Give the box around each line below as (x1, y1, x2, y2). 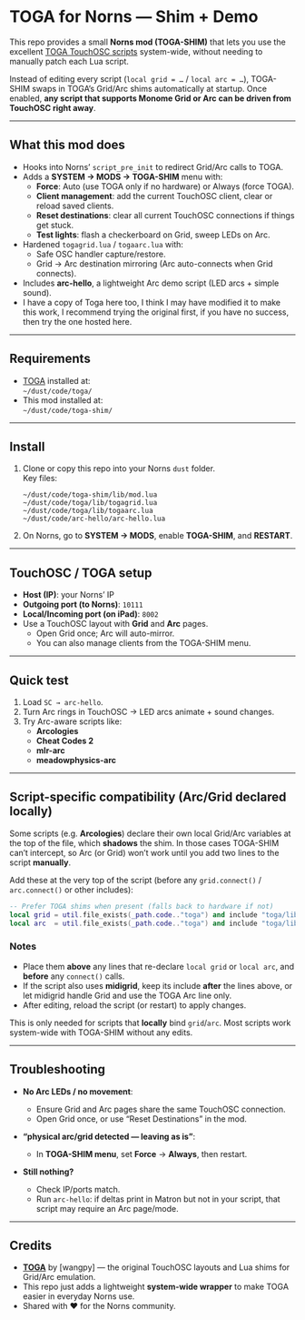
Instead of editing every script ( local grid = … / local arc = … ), (9, 73, 250, 84)
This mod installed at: (22, 394, 103, 406)
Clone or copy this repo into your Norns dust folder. (22, 463, 216, 474)
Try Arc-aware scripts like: (22, 716, 123, 727)
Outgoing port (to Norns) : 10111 (22, 599, 143, 610)
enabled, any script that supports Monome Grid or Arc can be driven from (9, 93, 292, 104)
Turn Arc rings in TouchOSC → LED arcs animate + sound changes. (22, 707, 275, 717)
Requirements (9, 351, 91, 367)
